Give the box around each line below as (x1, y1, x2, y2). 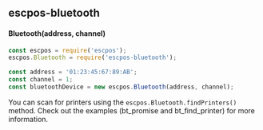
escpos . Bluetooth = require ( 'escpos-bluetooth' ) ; (8, 53, 177, 62)
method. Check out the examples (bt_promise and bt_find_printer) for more (8, 105, 256, 115)
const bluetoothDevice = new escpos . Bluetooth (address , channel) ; (8, 83, 234, 91)
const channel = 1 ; (8, 76, 74, 84)
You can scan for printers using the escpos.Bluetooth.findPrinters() (8, 97, 237, 107)
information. (8, 114, 49, 124)
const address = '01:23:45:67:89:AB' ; (8, 68, 137, 77)
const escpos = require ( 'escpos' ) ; (8, 46, 127, 54)
